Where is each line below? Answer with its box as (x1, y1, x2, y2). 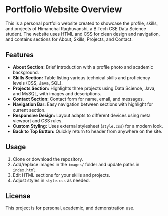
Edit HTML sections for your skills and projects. (12, 172, 110, 178)
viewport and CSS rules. (12, 117, 63, 124)
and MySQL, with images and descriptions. (12, 90, 102, 96)
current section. (12, 106, 46, 113)
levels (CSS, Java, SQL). (12, 80, 63, 86)
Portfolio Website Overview (5, 4, 122, 15)
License (5, 192, 31, 200)
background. (12, 69, 39, 75)
